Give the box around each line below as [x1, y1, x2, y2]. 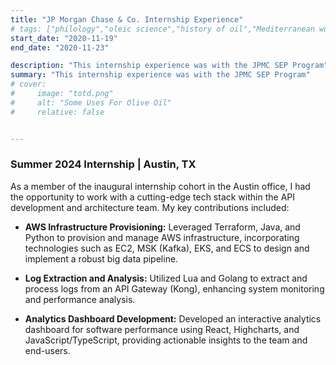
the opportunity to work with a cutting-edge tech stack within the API [10, 191, 295, 203]
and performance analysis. [24, 293, 136, 305]
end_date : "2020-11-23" [10, 42, 110, 53]
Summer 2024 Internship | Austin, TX [10, 157, 197, 171]
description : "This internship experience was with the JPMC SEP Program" [10, 61, 329, 71]
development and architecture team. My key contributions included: [10, 201, 290, 213]
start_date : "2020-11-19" [10, 33, 118, 43]
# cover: [10, 79, 47, 90]
